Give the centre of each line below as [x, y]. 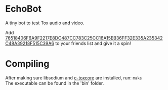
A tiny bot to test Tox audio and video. [45, 23]
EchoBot [24, 9]
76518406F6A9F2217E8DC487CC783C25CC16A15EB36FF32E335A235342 [84, 38]
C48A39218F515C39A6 [30, 43]
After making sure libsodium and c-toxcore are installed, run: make [74, 78]
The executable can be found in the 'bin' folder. [55, 83]
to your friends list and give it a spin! [93, 43]
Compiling [27, 64]
